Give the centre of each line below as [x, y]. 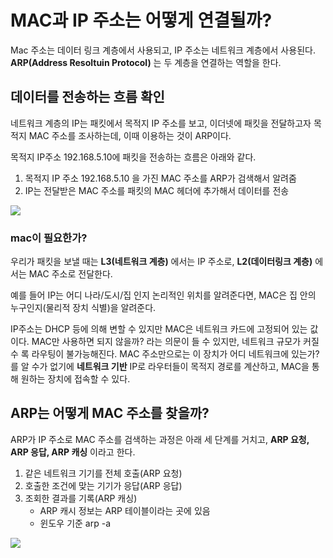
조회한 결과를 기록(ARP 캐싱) [81, 498]
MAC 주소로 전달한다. [70, 274]
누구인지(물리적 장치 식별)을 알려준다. [83, 308]
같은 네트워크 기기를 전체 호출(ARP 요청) [103, 473]
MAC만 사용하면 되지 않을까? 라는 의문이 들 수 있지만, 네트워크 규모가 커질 [175, 342]
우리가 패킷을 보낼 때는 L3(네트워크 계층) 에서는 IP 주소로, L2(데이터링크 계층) [161, 262]
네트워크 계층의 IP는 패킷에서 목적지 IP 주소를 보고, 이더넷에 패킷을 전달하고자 [161, 123]
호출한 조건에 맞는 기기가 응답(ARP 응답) [103, 485]
